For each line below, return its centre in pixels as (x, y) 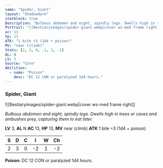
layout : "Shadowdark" (27, 14)
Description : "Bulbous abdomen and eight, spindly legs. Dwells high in (80, 23)
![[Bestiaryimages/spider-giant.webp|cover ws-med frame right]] (70, 105)
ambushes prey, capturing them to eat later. (49, 119)
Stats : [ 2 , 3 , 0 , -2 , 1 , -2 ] (34, 50)
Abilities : (16, 68)
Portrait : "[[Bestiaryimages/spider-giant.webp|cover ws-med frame (75, 28)
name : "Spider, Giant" (28, 9)
